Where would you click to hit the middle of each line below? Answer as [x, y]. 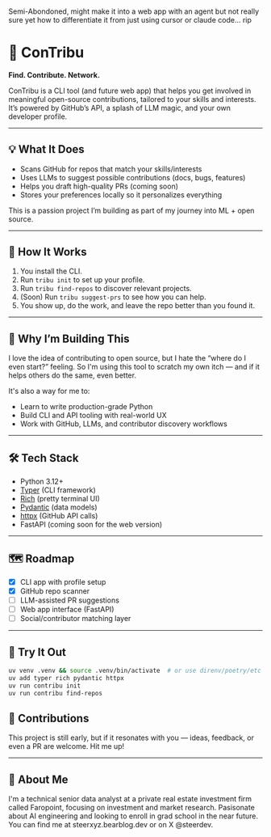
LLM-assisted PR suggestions [69, 600]
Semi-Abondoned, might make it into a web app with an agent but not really [134, 11]
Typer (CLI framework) [58, 490]
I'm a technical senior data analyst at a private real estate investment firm [130, 799]
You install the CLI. [51, 271]
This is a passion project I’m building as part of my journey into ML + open [131, 210]
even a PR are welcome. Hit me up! [67, 746]
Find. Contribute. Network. [54, 74]
